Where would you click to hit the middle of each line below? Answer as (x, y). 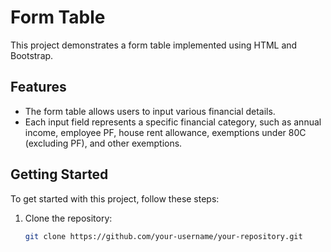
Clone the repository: (68, 218)
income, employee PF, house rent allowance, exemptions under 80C (165, 132)
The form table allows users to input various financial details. (150, 111)
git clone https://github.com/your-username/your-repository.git (163, 236)
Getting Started (59, 174)
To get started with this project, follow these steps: (115, 198)
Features (38, 87)
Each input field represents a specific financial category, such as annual (173, 122)
